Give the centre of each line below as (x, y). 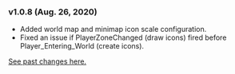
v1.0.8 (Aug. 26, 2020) (53, 12)
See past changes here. (47, 61)
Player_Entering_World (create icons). (82, 46)
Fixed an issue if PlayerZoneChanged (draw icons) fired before (123, 37)
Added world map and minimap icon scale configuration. (113, 29)
